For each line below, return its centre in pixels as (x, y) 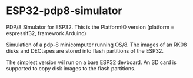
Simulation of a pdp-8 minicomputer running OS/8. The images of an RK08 (96, 45)
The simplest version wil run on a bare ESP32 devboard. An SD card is (91, 62)
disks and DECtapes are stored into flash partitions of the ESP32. (85, 50)
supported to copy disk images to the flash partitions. (71, 68)
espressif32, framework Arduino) (46, 33)
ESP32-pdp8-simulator (64, 11)
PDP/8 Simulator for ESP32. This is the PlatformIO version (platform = (90, 27)
